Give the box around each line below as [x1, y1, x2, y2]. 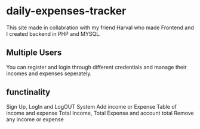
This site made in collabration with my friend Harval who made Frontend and [6, 24, 194, 31]
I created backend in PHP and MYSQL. [6, 30, 101, 37]
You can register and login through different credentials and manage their [6, 63, 187, 70]
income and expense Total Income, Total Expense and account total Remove [6, 109, 194, 116]
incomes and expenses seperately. [6, 70, 92, 77]
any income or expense [6, 115, 64, 123]
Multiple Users [6, 48, 62, 58]
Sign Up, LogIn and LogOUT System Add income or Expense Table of [6, 103, 177, 110]
